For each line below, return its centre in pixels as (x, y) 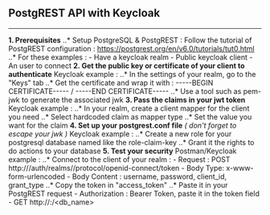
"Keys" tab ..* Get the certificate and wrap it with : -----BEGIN (111, 83)
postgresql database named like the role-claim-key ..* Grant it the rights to (131, 142)
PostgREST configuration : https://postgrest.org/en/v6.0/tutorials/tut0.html (131, 48)
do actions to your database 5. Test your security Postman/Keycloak (123, 151)
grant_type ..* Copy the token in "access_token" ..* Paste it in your (118, 185)
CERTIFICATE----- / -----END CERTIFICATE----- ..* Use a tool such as (125, 91)
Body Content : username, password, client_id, (149, 176)
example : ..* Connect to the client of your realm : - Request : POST (119, 159)
